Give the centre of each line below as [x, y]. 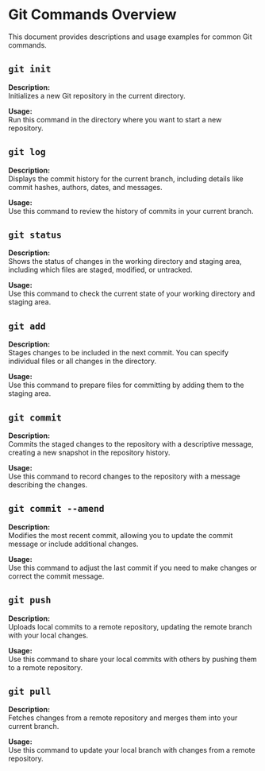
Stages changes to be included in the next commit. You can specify [118, 353]
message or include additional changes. [73, 544]
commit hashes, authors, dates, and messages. [85, 187]
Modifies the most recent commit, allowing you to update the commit [121, 535]
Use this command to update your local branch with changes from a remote [132, 750]
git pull [30, 692]
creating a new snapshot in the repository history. [89, 452]
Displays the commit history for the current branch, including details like [126, 178]
